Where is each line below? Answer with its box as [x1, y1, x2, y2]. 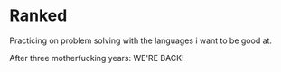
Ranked [9, 5, 68, 26]
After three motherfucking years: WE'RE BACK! [9, 52, 184, 63]
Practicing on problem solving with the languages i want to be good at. [9, 35, 273, 46]
